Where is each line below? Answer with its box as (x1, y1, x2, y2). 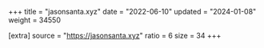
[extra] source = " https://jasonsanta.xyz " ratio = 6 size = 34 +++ (8, 31, 222, 40)
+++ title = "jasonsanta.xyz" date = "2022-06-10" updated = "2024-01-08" (8, 7, 257, 16)
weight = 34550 (8, 15, 62, 25)
